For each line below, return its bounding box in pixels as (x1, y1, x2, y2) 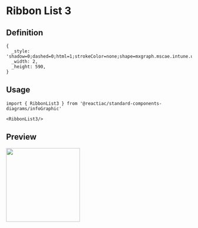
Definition (6, 28, 43, 38)
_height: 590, (11, 64, 46, 70)
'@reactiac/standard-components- (80, 100, 162, 107)
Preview (6, 132, 37, 142)
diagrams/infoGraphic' (6, 105, 62, 111)
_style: (11, 48, 31, 54)
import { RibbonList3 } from (6, 100, 78, 107)
